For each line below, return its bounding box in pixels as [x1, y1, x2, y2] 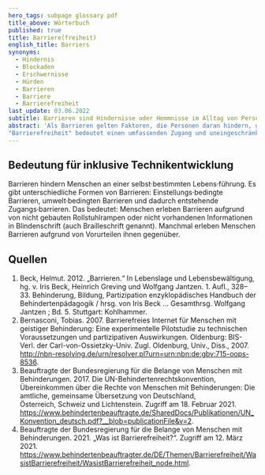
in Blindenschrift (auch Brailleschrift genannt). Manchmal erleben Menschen [8, 221, 256, 231]
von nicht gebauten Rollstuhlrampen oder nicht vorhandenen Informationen [8, 213, 253, 222]
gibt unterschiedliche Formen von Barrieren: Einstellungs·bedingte [8, 187, 223, 198]
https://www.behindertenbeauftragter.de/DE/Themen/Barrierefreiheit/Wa [19, 450, 256, 459]
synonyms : [8, 48, 41, 56]
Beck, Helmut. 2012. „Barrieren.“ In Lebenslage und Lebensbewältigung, [19, 273, 255, 283]
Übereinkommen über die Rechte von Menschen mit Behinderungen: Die [19, 383, 256, 392]
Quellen [8, 252, 47, 266]
